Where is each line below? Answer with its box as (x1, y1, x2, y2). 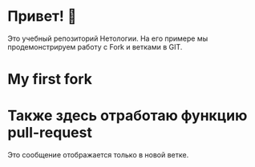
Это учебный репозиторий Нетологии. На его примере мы (7, 34, 208, 43)
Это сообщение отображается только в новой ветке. (7, 150, 189, 160)
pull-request (7, 124, 93, 142)
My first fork (7, 70, 93, 89)
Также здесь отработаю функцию (7, 107, 248, 125)
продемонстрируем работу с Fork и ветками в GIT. (7, 42, 183, 51)
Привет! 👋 (7, 7, 77, 26)
